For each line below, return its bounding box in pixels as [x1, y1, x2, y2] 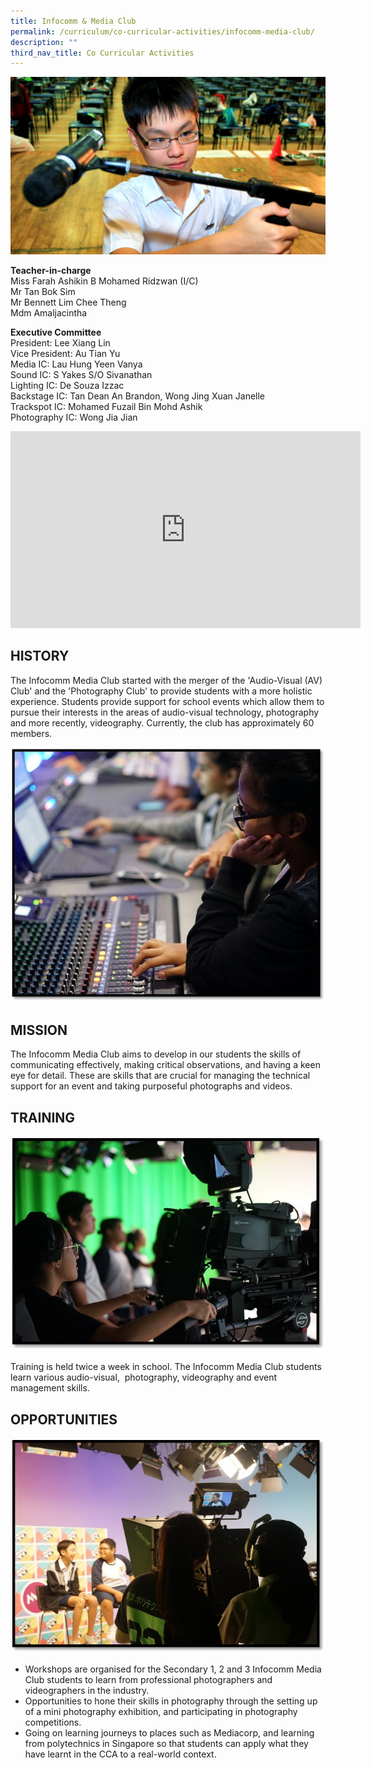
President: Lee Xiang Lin [10, 336, 111, 349]
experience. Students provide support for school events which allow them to [10, 695, 325, 707]
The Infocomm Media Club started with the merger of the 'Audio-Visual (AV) [10, 674, 323, 686]
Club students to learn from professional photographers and [24, 1673, 273, 1685]
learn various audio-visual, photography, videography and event [10, 1371, 278, 1384]
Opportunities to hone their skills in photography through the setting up [24, 1695, 318, 1707]
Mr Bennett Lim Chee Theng [10, 296, 127, 308]
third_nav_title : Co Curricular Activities [10, 48, 195, 58]
